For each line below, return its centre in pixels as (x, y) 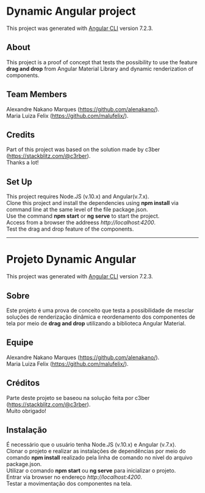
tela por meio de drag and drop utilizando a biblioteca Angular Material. (96, 323)
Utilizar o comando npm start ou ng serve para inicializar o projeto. (91, 471)
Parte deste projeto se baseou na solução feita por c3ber (78, 398)
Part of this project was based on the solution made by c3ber (83, 150)
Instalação (27, 430)
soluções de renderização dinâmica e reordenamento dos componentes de (101, 317)
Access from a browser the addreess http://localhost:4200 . (81, 223)
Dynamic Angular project (71, 11)
